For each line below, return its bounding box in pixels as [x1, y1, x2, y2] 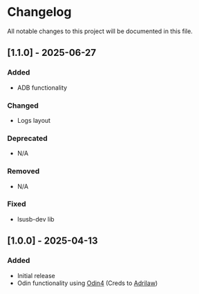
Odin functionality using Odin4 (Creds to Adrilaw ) [17, 279, 158, 287]
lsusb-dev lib [17, 215, 55, 223]
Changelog [7, 4, 72, 20]
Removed [7, 166, 40, 176]
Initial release [17, 271, 55, 280]
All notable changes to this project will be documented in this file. [7, 27, 193, 35]
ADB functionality [17, 84, 68, 92]
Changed [7, 101, 39, 110]
